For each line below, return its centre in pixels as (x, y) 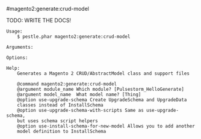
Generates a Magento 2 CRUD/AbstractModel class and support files (103, 73)
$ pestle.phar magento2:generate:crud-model (74, 37)
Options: (17, 58)
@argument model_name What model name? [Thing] (79, 94)
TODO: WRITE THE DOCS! (39, 20)
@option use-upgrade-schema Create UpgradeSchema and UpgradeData (102, 100)
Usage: (14, 31)
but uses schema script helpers (57, 121)
